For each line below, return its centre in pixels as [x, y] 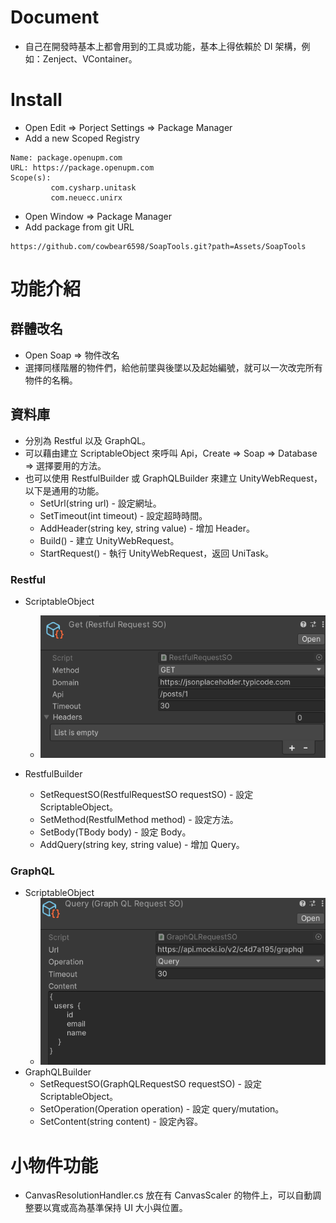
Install [36, 100]
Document [55, 17]
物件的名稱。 [51, 380]
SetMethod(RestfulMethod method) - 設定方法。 [139, 819]
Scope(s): [31, 177]
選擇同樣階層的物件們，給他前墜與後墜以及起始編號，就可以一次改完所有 [173, 367]
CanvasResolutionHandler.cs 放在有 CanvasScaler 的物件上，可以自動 [168, 1195]
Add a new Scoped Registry [82, 138]
